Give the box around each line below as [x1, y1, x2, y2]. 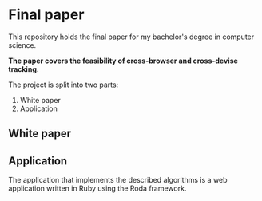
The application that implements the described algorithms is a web [8, 175, 228, 185]
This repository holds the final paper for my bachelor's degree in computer [8, 32, 255, 41]
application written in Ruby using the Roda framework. [8, 183, 187, 193]
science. [8, 40, 37, 49]
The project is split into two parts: [8, 80, 119, 89]
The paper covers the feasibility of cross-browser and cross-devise [8, 56, 238, 65]
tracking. [8, 64, 40, 73]
